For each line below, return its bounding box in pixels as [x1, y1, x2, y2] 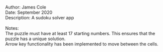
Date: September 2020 [5, 9, 53, 15]
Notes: [5, 25, 19, 31]
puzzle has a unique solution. [5, 36, 66, 42]
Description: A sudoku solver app [5, 15, 74, 20]
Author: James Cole [5, 4, 47, 10]
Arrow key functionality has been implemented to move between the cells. [5, 41, 159, 47]
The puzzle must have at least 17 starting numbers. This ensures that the [5, 31, 155, 36]
